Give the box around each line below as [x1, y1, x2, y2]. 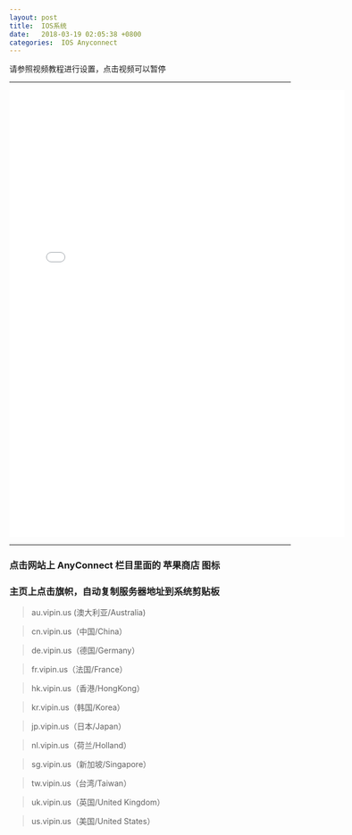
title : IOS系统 [9, 21, 67, 30]
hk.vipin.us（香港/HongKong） [30, 683, 145, 694]
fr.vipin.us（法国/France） [30, 664, 128, 675]
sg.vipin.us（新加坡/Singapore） [30, 759, 152, 770]
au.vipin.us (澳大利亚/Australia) [30, 607, 147, 618]
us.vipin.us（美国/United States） [30, 816, 155, 827]
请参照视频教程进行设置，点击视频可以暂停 [9, 63, 166, 74]
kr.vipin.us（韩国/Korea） [30, 702, 125, 713]
